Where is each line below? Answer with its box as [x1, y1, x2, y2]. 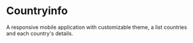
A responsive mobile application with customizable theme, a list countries [6, 24, 187, 31]
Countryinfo [6, 4, 68, 18]
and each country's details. [6, 29, 73, 37]
